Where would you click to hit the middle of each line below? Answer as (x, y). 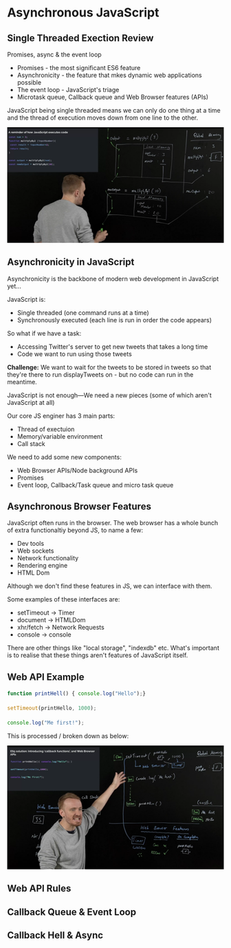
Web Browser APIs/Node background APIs (77, 470)
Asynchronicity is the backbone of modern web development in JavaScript (113, 278)
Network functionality (48, 558)
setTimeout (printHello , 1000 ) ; (52, 708)
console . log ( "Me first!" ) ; (46, 723)
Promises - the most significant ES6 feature (79, 68)
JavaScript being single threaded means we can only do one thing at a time (114, 110)
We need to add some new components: (64, 457)
